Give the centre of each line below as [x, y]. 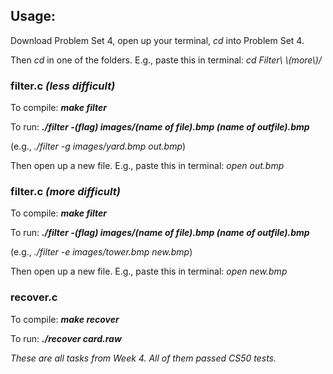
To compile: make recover [65, 319]
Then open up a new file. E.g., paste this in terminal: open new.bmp [149, 271]
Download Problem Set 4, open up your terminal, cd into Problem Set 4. [157, 40]
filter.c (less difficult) [63, 86]
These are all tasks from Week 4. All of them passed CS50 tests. [143, 358]
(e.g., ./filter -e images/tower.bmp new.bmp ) [101, 252]
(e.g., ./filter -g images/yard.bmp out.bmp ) [98, 146]
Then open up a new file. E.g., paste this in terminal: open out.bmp [147, 166]
